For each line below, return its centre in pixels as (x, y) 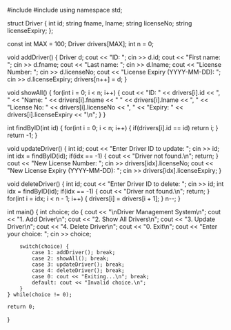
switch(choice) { (44, 247)
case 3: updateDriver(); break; (79, 265)
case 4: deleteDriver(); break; (79, 271)
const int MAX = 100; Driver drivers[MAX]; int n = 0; (80, 44)
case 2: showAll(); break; (71, 258)
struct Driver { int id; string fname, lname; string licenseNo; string (100, 23)
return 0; (21, 307)
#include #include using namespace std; (65, 10)
